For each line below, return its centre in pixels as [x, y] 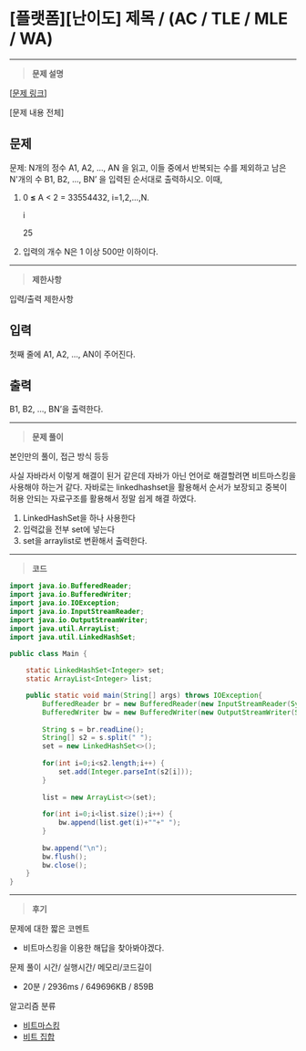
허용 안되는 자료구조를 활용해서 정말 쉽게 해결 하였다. [103, 499]
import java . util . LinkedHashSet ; [73, 637]
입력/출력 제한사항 [42, 298]
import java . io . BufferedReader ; [71, 586]
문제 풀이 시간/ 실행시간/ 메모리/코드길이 [81, 967]
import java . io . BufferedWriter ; [71, 595]
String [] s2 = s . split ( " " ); [97, 738]
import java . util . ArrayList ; [65, 629]
